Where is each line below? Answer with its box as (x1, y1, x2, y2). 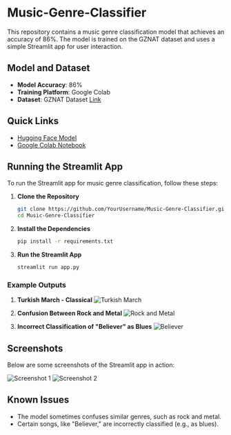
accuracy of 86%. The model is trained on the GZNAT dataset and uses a (7, 34, 215, 43)
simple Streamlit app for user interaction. (7, 42, 123, 50)
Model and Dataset (7, 62, 90, 74)
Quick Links (7, 115, 59, 127)
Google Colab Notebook (17, 141, 86, 149)
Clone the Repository (17, 192, 79, 201)
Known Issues (7, 394, 70, 406)
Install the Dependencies (17, 225, 91, 233)
